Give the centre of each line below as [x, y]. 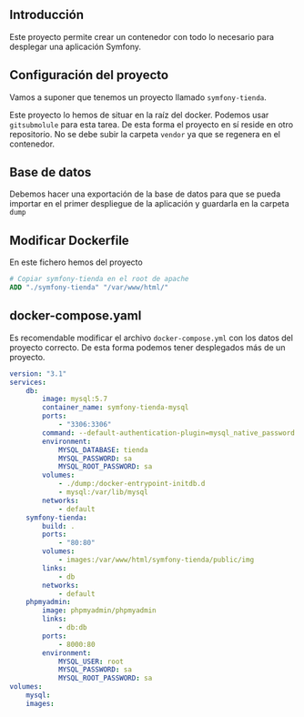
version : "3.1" [38, 374]
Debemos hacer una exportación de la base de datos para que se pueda [145, 194]
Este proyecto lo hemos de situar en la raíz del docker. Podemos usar [139, 115]
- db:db [73, 628]
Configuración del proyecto [89, 75]
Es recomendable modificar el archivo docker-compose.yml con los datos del [152, 338]
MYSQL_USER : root [91, 661]
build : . [59, 526]
